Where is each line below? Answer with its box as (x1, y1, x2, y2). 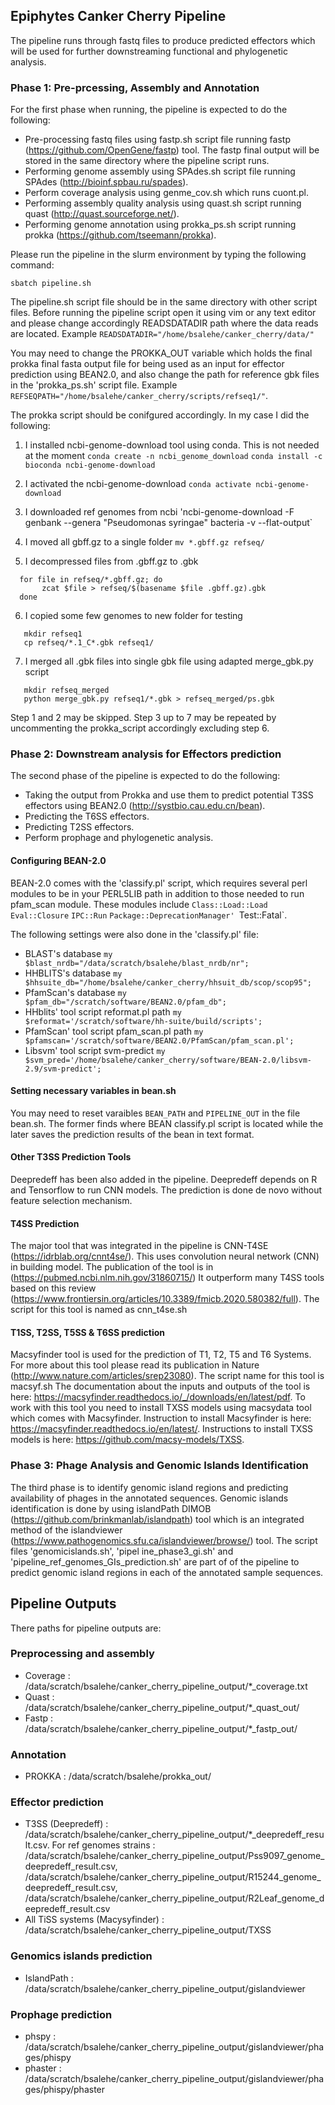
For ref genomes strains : (51, 1839, 156, 1851)
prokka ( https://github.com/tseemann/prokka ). (24, 229, 217, 241)
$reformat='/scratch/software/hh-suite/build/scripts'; (24, 1016, 263, 1026)
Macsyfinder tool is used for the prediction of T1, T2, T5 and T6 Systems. (10, 1349, 312, 1361)
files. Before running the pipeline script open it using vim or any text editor (10, 307, 317, 319)
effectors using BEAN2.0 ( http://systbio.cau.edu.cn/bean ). (24, 800, 266, 812)
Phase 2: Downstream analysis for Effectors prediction (10, 747, 282, 761)
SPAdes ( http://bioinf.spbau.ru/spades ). (24, 176, 189, 188)
